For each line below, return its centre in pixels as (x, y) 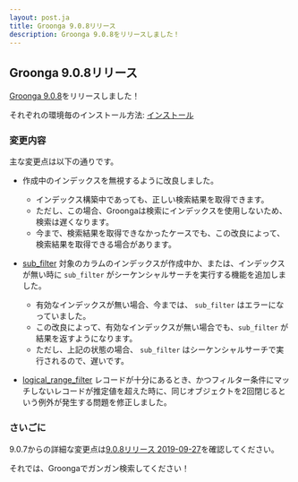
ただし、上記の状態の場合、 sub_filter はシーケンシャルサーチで (156, 349)
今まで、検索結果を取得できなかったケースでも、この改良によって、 (160, 233)
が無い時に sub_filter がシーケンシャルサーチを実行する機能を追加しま (154, 275)
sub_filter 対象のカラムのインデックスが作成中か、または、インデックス (153, 263)
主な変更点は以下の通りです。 (64, 161)
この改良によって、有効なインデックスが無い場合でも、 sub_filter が (162, 327)
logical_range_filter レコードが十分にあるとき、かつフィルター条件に (148, 380)
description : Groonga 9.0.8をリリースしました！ (95, 34)
